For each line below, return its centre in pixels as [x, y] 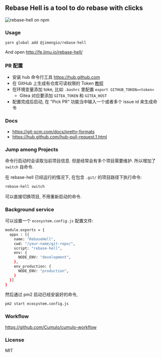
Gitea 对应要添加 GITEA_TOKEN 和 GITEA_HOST [63, 95]
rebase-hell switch [25, 186]
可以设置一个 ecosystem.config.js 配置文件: [49, 221]
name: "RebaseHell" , [35, 239]
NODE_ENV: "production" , [43, 271]
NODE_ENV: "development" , [44, 257]
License [15, 340]
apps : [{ [19, 235]
